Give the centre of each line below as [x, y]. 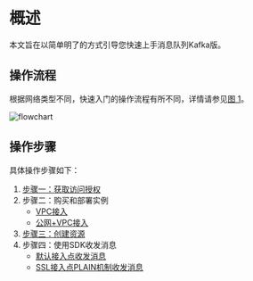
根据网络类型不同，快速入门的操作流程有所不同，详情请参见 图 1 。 [129, 98]
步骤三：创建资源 [53, 234]
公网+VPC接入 [62, 222]
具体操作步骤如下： [45, 169]
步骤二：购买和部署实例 [65, 200]
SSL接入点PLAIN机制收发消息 [90, 267]
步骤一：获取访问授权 [61, 189]
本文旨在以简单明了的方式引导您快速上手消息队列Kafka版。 [117, 45]
